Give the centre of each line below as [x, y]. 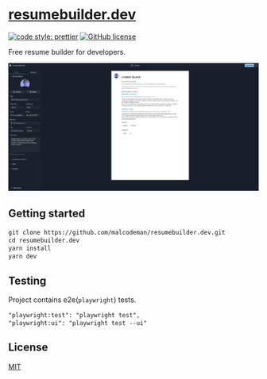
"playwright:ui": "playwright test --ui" [78, 323]
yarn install [30, 249]
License [28, 348]
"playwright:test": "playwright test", [74, 315]
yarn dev [23, 256]
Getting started [47, 213]
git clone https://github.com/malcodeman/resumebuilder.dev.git [117, 233]
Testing [27, 280]
